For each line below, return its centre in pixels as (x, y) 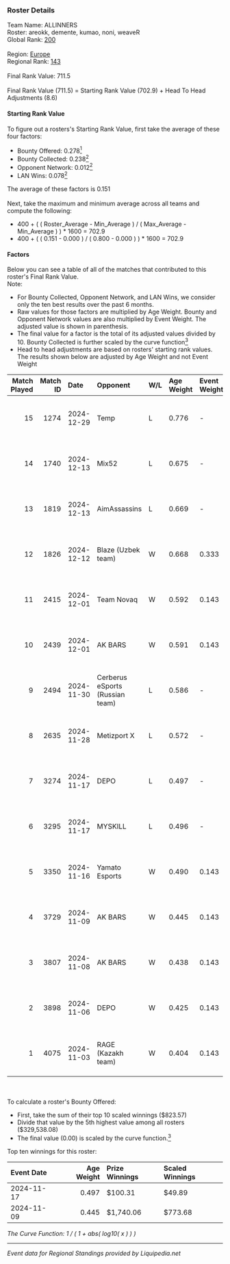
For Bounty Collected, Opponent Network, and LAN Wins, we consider (116, 297)
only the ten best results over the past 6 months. (85, 305)
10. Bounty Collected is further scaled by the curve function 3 (102, 341)
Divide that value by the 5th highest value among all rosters (101, 1122)
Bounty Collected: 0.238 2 (53, 158)
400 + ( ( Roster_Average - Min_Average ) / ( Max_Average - (102, 224)
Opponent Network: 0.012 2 (55, 166)
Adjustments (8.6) (33, 98)
